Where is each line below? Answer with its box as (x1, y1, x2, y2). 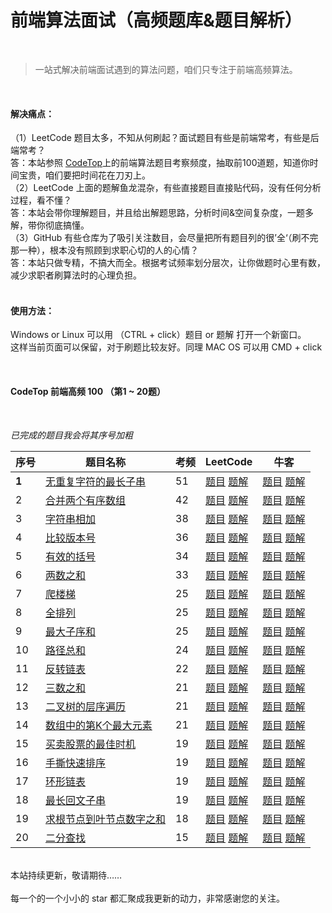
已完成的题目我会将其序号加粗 (10, 429, 133, 441)
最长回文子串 (45, 793, 107, 807)
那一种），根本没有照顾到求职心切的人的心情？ (10, 244, 199, 256)
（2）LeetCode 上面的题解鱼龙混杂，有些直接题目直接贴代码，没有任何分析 (10, 182, 322, 194)
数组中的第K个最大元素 (45, 718, 153, 732)
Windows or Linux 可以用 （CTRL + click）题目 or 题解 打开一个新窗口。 (10, 329, 307, 341)
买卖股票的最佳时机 (45, 737, 137, 751)
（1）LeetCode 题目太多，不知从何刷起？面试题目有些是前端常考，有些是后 (10, 132, 320, 144)
